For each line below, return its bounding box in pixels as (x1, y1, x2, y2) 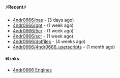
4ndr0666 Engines (12, 67, 52, 73)
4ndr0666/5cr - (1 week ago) (12, 28, 74, 34)
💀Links (5, 55, 19, 61)
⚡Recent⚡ (5, 4, 26, 10)
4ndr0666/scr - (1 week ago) (12, 33, 74, 40)
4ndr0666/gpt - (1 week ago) (12, 22, 74, 28)
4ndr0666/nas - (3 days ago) (12, 17, 74, 23)
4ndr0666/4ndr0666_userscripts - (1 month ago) (12, 44, 115, 50)
